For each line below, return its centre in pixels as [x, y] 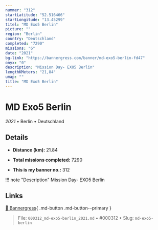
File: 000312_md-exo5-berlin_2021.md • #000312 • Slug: [76, 218]
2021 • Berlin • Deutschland [35, 121]
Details [17, 137]
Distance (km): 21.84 [35, 150]
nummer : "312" [20, 10]
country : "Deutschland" [31, 39]
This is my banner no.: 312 [41, 169]
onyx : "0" [16, 63]
